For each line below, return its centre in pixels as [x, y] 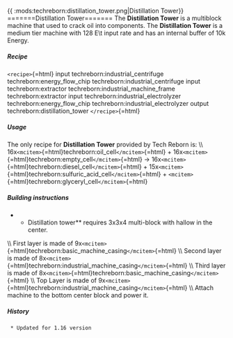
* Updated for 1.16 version [51, 328]
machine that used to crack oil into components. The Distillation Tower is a [115, 25]
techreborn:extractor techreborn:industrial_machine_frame [91, 89]
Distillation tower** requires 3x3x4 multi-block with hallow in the [120, 222]
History [18, 311]
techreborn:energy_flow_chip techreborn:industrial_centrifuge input [104, 81]
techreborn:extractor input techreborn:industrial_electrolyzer [94, 96]
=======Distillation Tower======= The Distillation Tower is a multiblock [114, 18]
